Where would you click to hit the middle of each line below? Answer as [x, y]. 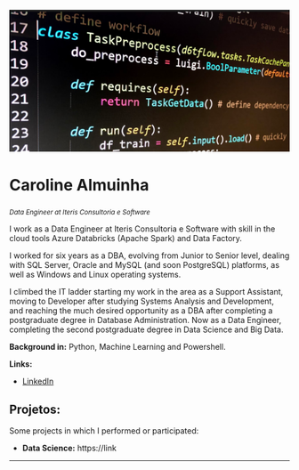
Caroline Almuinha [79, 185]
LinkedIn [38, 381]
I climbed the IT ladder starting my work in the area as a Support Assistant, [146, 292]
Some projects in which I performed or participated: [104, 430]
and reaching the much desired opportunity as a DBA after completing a [141, 311]
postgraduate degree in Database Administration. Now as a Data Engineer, [145, 320]
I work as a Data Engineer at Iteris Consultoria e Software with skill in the [142, 229]
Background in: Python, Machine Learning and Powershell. [117, 347]
